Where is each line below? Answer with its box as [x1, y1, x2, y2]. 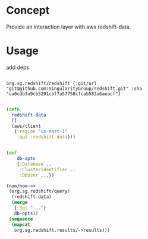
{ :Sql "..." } [14, 205, 46, 211]
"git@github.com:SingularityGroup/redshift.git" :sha [6, 86, 143, 92]
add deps [6, 64, 30, 71]
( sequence [8, 216, 33, 222]
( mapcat [11, 221, 31, 228]
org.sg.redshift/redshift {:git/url [6, 80, 97, 86]
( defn [6, 106, 20, 112]
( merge [11, 200, 28, 206]
